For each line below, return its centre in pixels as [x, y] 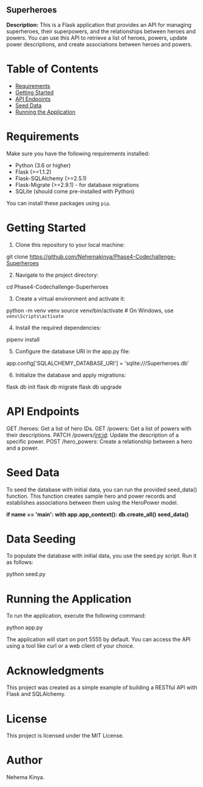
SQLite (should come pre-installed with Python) [75, 191]
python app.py [25, 628]
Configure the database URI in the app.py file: [73, 351]
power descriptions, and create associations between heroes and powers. [99, 44]
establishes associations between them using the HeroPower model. [92, 502]
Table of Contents [52, 69]
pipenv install [23, 339]
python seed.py [26, 574]
